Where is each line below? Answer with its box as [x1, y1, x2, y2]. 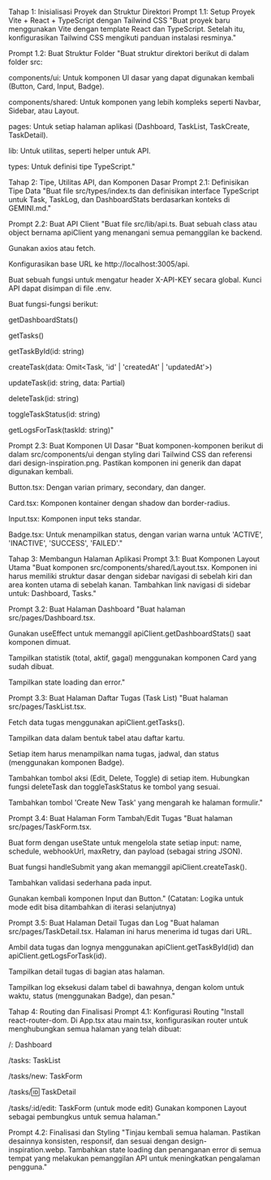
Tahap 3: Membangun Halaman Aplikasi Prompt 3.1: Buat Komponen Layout [8, 554, 260, 564]
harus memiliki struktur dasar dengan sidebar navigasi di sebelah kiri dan [8, 572, 253, 581]
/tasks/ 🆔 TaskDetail [8, 1087, 76, 1096]
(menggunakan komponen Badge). [8, 758, 125, 767]
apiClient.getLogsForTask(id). [8, 951, 107, 961]
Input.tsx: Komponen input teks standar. [8, 514, 142, 523]
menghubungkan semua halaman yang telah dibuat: [8, 1024, 182, 1034]
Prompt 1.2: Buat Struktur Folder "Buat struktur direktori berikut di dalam [8, 49, 249, 58]
